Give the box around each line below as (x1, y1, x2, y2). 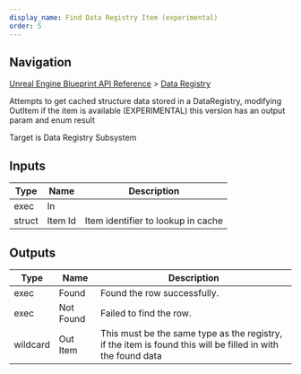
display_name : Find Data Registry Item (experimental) (9, 13, 219, 22)
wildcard (13, 338, 51, 351)
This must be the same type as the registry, (99, 326, 283, 339)
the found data (99, 349, 163, 361)
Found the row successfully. (99, 286, 219, 299)
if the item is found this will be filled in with (99, 338, 279, 351)
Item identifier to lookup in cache (84, 214, 224, 227)
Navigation (9, 55, 72, 70)
